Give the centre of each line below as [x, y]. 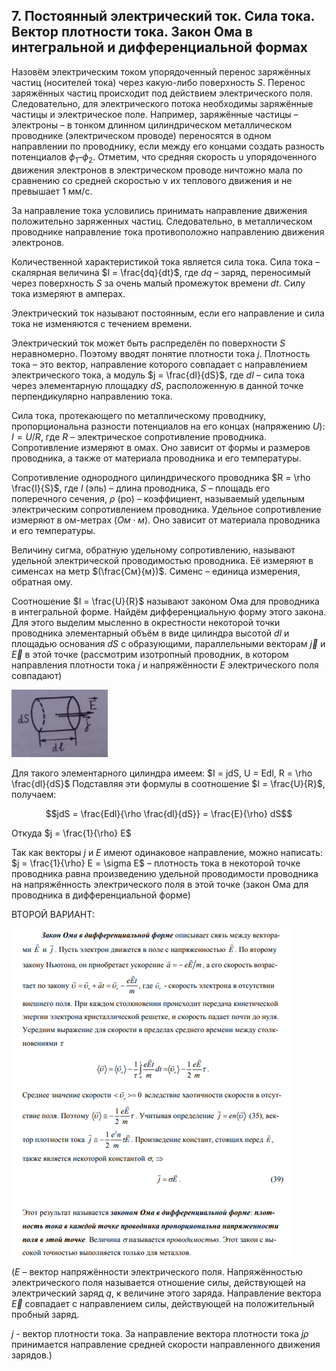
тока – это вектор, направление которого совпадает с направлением [159, 364]
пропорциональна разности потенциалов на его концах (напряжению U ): [168, 426]
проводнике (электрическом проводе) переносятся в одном [141, 135]
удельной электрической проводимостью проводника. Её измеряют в [162, 560]
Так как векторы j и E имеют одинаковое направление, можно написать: [167, 852]
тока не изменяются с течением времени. [102, 323]
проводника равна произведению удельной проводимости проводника [165, 873]
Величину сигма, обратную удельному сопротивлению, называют [153, 550]
